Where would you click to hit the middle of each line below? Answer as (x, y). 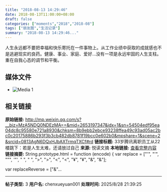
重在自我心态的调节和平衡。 (34, 60)
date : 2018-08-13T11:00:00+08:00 (40, 14)
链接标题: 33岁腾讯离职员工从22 (127, 141)
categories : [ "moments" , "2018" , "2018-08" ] (50, 24)
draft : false (19, 19)
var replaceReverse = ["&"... (34, 169)
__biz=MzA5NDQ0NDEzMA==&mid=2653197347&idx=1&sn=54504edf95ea (83, 125)
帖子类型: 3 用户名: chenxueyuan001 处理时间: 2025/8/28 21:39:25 (74, 184)
